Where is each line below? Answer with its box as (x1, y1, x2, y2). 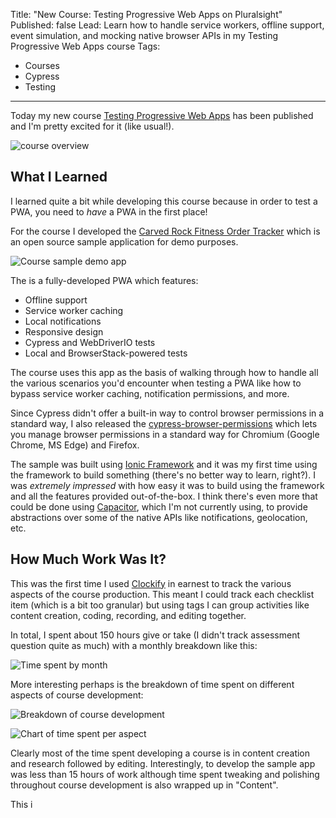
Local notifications (24, 315, 102, 327)
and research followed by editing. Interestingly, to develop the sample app (10, 757, 316, 769)
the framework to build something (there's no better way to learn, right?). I (10, 469, 316, 481)
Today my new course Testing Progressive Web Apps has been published (10, 110, 314, 121)
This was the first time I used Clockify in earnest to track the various (10, 577, 292, 589)
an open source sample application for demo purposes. (10, 235, 239, 248)
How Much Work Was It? (10, 551, 167, 568)
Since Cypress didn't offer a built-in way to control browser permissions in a (10, 407, 325, 419)
